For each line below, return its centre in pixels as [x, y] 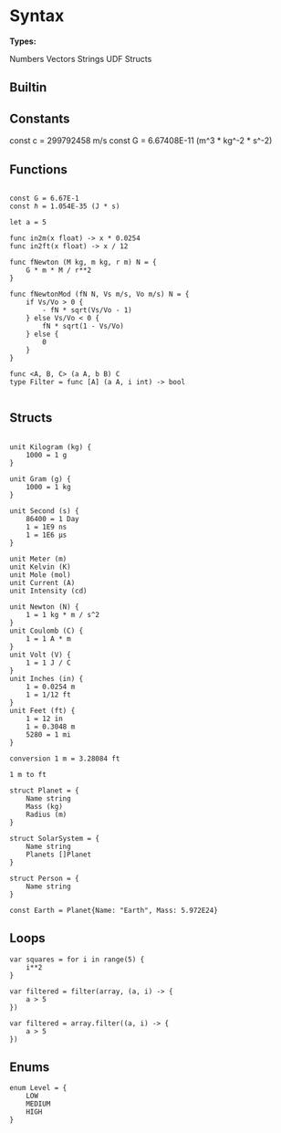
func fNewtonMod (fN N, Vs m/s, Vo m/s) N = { [99, 294]
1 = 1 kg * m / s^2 [63, 614]
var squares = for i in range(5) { [77, 960]
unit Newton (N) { [44, 607]
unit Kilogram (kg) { [51, 447]
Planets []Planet [59, 855]
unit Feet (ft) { [42, 710]
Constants [40, 118]
